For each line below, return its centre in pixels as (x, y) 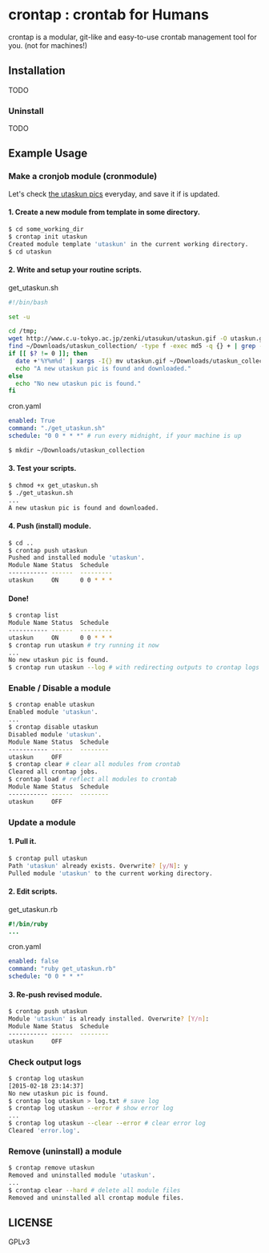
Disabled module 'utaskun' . (55, 734)
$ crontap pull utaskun (48, 858)
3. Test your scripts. (42, 468)
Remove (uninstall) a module (65, 1151)
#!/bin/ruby (28, 924)
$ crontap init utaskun (48, 237)
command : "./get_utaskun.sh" (57, 428)
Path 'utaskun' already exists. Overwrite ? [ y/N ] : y (98, 866)
